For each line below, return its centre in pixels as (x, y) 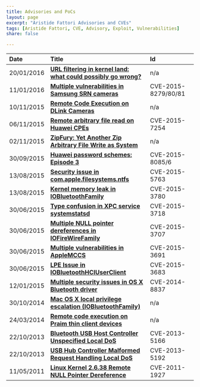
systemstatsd (70, 214)
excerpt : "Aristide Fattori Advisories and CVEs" (69, 23)
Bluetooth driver (74, 289)
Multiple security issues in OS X (97, 282)
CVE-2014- (168, 282)
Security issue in (75, 172)
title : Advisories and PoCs (41, 12)
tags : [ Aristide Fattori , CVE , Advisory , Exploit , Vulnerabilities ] (93, 28)
